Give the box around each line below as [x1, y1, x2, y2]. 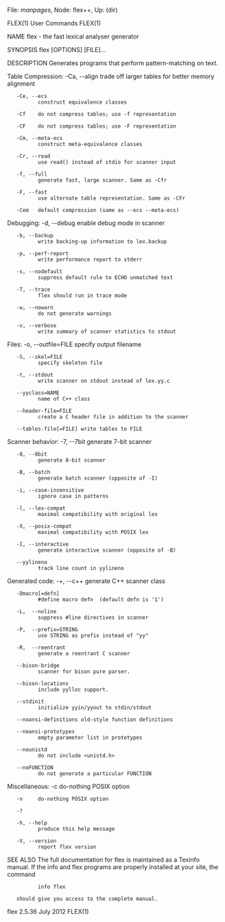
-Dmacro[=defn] [16, 590, 60, 597]
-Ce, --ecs [16, 93, 48, 99]
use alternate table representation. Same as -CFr [37, 195, 186, 202]
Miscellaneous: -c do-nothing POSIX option [7, 782, 130, 790]
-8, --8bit [16, 451, 48, 458]
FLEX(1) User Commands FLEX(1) [7, 19, 102, 27]
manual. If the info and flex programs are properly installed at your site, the [7, 863, 219, 871]
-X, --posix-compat [16, 523, 72, 530]
